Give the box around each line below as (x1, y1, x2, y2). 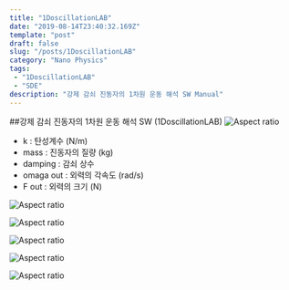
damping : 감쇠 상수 (22, 158, 95, 169)
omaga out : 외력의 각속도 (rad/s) (22, 170, 144, 181)
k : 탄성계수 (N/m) (22, 135, 88, 146)
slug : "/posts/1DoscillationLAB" (9, 47, 137, 57)
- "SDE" (13, 81, 43, 90)
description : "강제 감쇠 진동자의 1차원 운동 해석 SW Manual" (9, 89, 224, 98)
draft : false (9, 38, 59, 48)
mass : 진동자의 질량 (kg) (22, 147, 114, 158)
